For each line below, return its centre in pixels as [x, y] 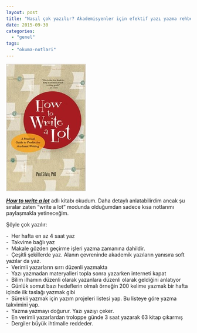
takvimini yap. [23, 304]
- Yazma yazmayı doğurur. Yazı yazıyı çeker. [60, 311]
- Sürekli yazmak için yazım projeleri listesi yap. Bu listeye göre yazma [91, 298]
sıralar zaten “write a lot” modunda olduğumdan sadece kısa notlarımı [90, 207]
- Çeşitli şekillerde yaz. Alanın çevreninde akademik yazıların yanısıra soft [95, 254]
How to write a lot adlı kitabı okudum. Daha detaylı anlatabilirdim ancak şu [96, 201]
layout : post [22, 12]
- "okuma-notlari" [34, 50]
